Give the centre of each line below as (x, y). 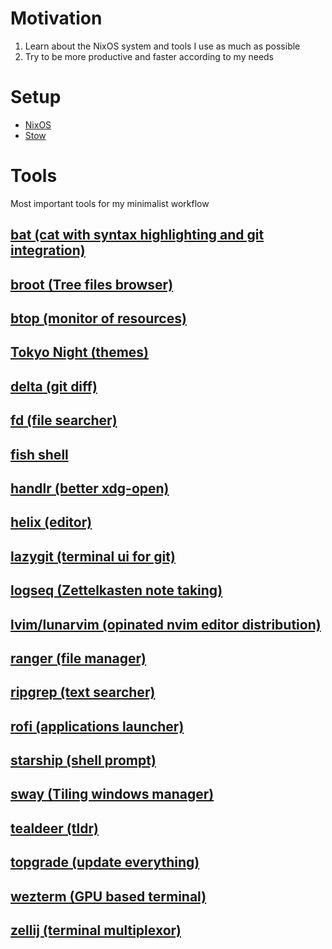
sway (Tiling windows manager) (112, 794)
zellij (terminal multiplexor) (96, 930)
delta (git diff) (54, 386)
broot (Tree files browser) (92, 284)
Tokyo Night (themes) (80, 352)
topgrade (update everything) (105, 862)
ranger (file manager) (78, 658)
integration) (48, 250)
